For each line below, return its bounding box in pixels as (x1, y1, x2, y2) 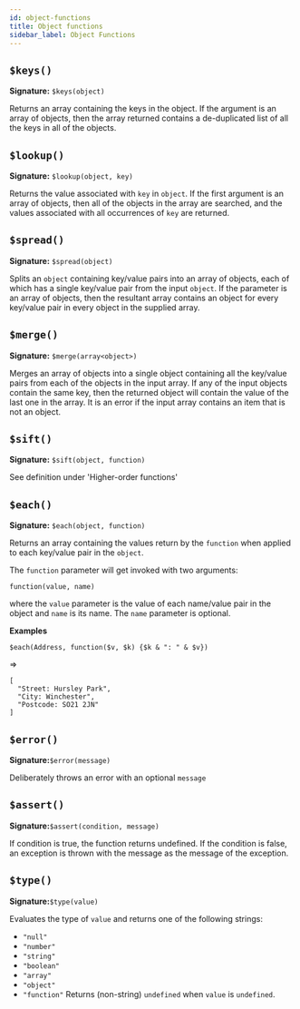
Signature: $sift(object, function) (9, 455, 146, 465)
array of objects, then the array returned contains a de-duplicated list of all (9, 113, 288, 123)
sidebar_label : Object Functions (9, 30, 136, 39)
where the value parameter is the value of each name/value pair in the (9, 598, 272, 609)
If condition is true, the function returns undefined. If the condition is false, (9, 838, 287, 848)
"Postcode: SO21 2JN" (17, 700, 100, 710)
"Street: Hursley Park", (17, 684, 111, 694)
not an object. (9, 406, 62, 417)
